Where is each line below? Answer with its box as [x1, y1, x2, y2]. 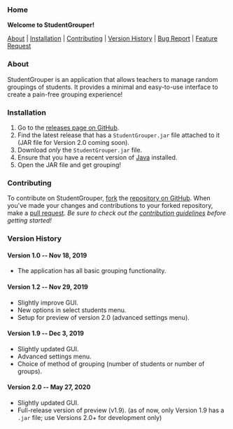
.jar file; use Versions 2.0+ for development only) [17, 413, 162, 421]
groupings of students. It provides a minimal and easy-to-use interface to [7, 83, 218, 91]
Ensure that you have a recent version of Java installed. [17, 153, 178, 162]
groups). [17, 367, 43, 375]
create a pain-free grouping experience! [7, 90, 123, 99]
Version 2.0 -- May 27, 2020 [7, 383, 91, 391]
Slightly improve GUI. [17, 298, 79, 307]
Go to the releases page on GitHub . [17, 123, 120, 132]
